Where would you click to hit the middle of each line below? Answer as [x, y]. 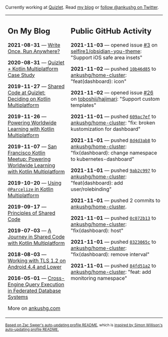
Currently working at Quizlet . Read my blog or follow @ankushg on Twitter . [82, 7]
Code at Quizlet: [27, 92]
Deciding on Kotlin [29, 99]
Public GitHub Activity [111, 31]
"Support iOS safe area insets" [106, 57]
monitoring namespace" [99, 278]
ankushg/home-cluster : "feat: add [111, 272]
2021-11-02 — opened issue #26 [112, 92]
